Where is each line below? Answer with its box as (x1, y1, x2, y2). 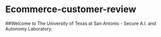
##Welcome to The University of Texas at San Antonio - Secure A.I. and (5, 20, 156, 26)
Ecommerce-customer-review (5, 4, 136, 15)
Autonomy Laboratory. (5, 25, 53, 31)
